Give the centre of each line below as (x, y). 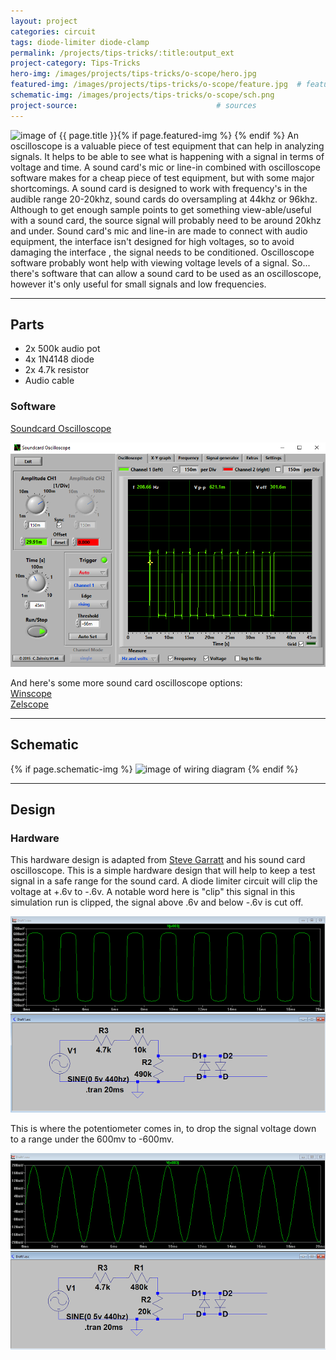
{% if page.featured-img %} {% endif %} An (208, 135)
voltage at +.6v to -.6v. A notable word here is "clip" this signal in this (153, 892)
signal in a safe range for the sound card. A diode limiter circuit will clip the (164, 881)
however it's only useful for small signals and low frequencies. (138, 284)
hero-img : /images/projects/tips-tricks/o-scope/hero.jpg (133, 74)
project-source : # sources (133, 105)
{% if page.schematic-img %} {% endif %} (154, 769)
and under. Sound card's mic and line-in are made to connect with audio (159, 231)
